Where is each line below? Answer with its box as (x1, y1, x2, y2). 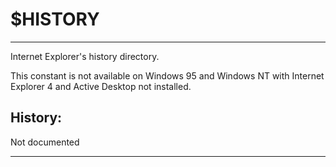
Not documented (10, 136, 80, 148)
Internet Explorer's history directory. (10, 50, 160, 62)
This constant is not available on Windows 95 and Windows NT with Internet (10, 69, 325, 82)
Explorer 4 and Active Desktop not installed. (10, 80, 192, 92)
